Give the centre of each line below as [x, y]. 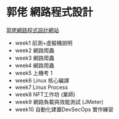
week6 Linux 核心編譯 [42, 80]
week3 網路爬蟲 [35, 58]
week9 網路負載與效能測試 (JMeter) [59, 102]
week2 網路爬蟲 [35, 50]
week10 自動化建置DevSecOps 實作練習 [64, 109]
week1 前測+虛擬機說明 [44, 43]
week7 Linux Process [41, 87]
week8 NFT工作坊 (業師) [45, 94]
